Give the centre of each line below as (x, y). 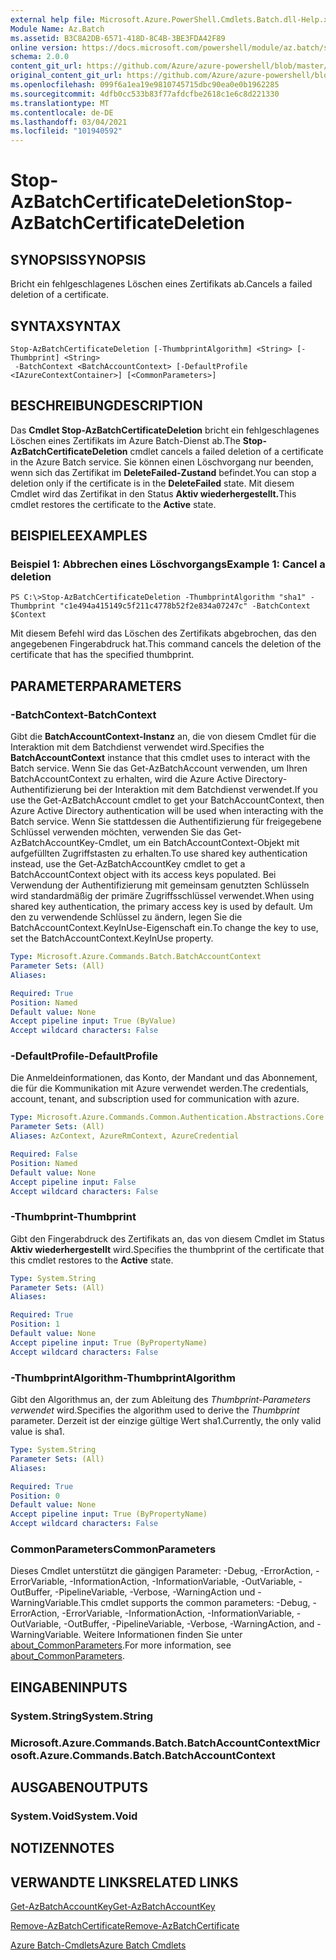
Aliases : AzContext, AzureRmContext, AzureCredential (125, 1136)
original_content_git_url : (66, 76)
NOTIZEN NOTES (62, 1848)
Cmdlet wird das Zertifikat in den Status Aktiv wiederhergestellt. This (153, 493)
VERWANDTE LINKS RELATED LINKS (124, 1882)
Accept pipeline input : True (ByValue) (93, 1021)
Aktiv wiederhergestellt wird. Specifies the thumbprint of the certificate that (167, 1249)
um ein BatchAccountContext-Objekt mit (216, 843)
